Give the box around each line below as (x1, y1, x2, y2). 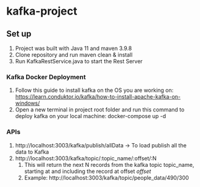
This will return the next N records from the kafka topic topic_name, (24, 161, 195, 168)
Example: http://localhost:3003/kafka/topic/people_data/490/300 (24, 174, 189, 181)
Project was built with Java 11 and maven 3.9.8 (15, 44, 132, 52)
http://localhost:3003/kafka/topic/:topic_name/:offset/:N (15, 154, 157, 162)
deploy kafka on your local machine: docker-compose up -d (15, 113, 166, 120)
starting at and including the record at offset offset (24, 168, 151, 175)
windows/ (15, 99, 40, 107)
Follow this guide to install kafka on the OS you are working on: (15, 86, 174, 94)
